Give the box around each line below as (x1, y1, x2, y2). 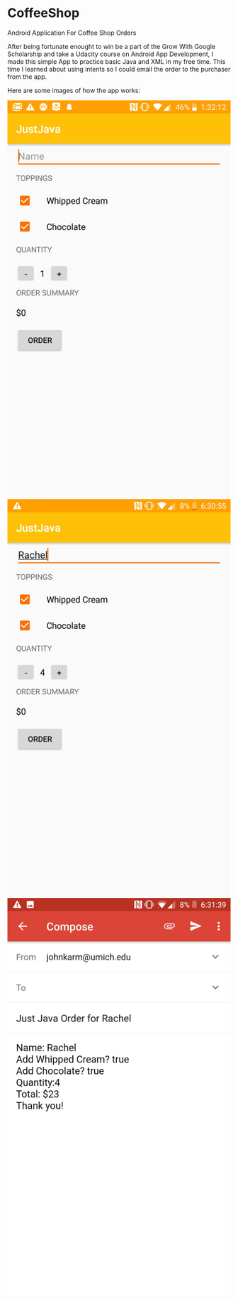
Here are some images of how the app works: (7, 86, 140, 94)
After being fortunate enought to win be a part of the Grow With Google (7, 42, 216, 50)
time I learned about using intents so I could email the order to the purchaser (7, 65, 231, 73)
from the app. (7, 72, 47, 81)
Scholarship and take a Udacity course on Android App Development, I (7, 50, 214, 58)
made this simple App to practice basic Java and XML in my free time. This (7, 57, 226, 65)
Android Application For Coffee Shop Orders (7, 28, 137, 37)
